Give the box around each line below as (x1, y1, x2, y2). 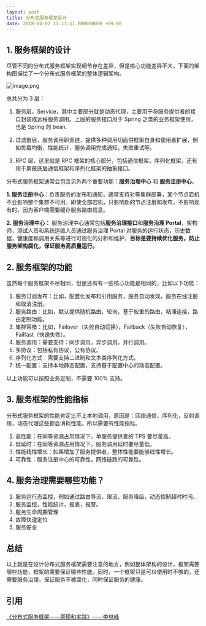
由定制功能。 (15, 316, 48, 323)
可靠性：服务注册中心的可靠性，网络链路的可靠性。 (15, 455, 145, 463)
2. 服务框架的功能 (6, 262, 72, 272)
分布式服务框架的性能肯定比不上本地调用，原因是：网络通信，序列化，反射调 (6, 412, 200, 419)
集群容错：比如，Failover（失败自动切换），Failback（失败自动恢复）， (15, 323, 191, 331)
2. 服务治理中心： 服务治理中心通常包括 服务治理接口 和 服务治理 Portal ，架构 (6, 219, 198, 227)
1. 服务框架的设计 (6, 44, 71, 55)
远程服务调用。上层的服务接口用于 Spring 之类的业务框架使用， (36, 115, 196, 123)
